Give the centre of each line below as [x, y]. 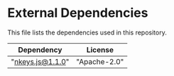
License [100, 49]
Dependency [40, 49]
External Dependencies [78, 13]
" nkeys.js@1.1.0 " [40, 61]
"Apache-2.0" [100, 61]
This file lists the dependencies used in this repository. [87, 32]
